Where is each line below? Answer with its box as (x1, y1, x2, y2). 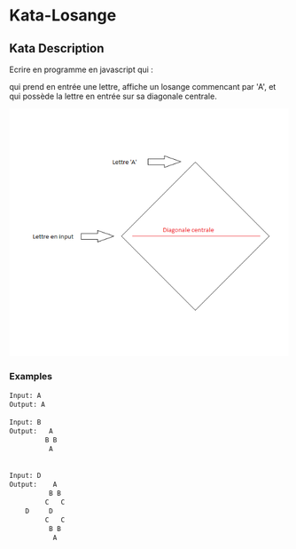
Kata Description (9, 41, 105, 56)
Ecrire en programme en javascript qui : (9, 64, 153, 75)
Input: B (9, 418, 42, 426)
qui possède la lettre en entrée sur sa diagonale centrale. (9, 91, 217, 101)
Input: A (9, 391, 42, 400)
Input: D (9, 471, 42, 480)
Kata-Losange (9, 5, 117, 26)
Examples (9, 370, 53, 382)
